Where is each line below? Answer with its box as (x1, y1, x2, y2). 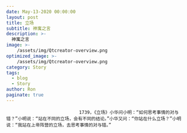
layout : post (6, 14, 39, 20)
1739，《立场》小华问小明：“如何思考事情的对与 (79, 109, 179, 115)
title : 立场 (6, 20, 34, 26)
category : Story (6, 64, 46, 70)
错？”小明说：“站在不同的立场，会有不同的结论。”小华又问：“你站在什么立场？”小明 (6, 116, 182, 122)
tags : (6, 70, 20, 76)
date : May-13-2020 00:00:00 (6, 8, 76, 15)
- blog (11, 75, 28, 81)
